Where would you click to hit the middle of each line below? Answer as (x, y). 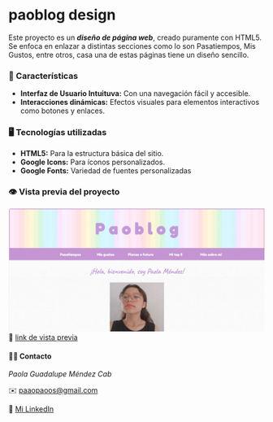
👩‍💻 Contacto (30, 356)
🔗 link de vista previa (43, 337)
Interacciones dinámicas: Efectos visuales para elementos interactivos (140, 102)
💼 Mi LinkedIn (31, 409)
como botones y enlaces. (63, 111)
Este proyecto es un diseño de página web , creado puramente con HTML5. (135, 37)
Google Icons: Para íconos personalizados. (93, 162)
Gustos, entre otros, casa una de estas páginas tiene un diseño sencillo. (129, 54)
